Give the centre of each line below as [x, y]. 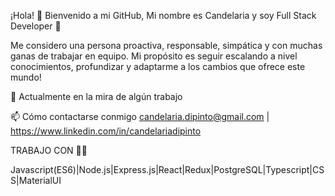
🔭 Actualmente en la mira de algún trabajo [96, 96]
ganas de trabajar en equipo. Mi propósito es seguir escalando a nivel [154, 56]
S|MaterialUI [36, 180]
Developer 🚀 [36, 26]
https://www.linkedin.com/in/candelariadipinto [106, 131]
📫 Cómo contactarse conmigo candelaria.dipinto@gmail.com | [140, 116]
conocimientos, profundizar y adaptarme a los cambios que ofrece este [158, 66]
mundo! [26, 77]
